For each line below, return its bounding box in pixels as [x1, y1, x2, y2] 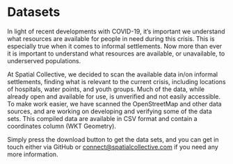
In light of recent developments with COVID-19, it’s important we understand [7, 27, 225, 35]
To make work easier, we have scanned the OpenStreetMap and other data [7, 99, 222, 108]
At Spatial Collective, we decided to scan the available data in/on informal [7, 70, 218, 79]
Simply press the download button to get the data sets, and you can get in [7, 135, 219, 143]
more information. [7, 150, 58, 158]
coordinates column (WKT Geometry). [7, 122, 117, 130]
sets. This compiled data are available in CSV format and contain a [7, 114, 198, 122]
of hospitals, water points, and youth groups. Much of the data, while [7, 85, 205, 93]
